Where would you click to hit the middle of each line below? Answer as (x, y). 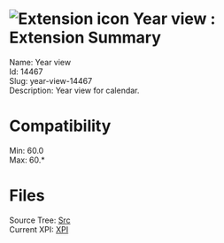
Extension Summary (85, 38)
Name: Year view (40, 62)
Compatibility (60, 126)
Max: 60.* (27, 160)
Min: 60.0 (27, 150)
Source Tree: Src (40, 220)
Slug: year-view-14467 (51, 80)
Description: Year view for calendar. (74, 90)
